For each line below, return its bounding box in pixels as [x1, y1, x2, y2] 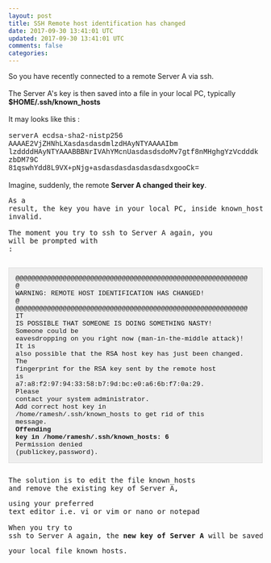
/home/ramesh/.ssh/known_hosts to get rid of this [15, 411, 205, 419]
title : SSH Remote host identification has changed [8, 19, 186, 27]
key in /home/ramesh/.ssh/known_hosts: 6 [15, 433, 169, 441]
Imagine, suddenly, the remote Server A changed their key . [8, 181, 207, 190]
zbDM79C [8, 156, 39, 165]
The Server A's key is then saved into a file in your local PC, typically [8, 89, 236, 98]
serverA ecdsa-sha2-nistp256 [8, 131, 123, 140]
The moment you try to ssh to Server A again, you [8, 228, 213, 237]
